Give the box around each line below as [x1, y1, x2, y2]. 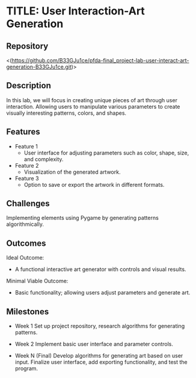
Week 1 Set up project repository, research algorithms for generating [14, 323, 185, 330]
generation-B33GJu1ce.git [6, 63, 72, 70]
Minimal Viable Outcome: [6, 278, 69, 285]
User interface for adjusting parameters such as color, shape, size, [23, 149, 189, 156]
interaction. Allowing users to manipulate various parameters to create [6, 103, 180, 110]
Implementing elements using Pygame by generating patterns [6, 215, 159, 222]
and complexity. [23, 155, 64, 163]
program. [14, 365, 38, 372]
